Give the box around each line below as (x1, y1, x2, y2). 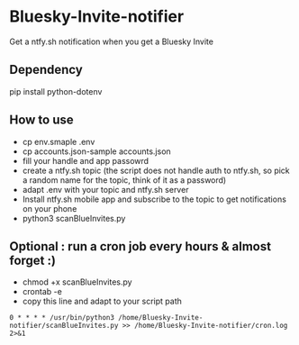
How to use (9, 113, 74, 128)
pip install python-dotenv (9, 86, 103, 96)
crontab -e (22, 286, 63, 297)
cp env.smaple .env (22, 136, 95, 147)
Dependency (9, 62, 83, 77)
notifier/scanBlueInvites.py (9, 322, 119, 331)
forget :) (9, 252, 57, 268)
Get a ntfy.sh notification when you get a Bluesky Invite (9, 36, 214, 47)
